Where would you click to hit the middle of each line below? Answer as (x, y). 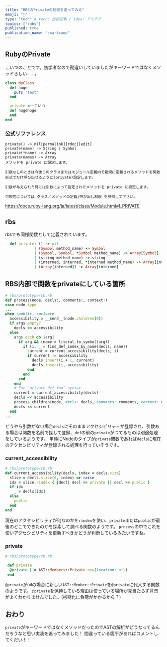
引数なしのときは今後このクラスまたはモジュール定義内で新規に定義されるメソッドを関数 (83, 172)
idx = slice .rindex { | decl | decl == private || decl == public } (80, 482)
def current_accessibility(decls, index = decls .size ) (63, 473)
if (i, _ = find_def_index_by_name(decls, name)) (75, 346)
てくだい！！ (18, 640)
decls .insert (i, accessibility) (65, 365)
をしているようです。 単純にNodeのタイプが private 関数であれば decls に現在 (83, 439)
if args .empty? (25, 323)
